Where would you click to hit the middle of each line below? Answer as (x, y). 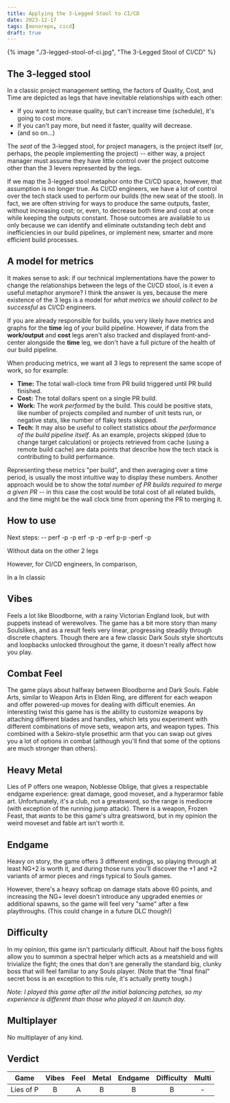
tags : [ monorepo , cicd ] (41, 26)
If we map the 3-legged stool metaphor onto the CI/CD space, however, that (115, 181)
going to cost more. (45, 118)
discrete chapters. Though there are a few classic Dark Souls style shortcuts (115, 637)
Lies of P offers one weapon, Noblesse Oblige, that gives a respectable (107, 787)
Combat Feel (35, 673)
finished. (30, 391)
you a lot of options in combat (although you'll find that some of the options (114, 741)
